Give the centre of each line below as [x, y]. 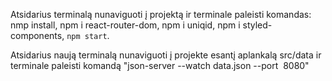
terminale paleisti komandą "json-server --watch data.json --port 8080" [160, 65]
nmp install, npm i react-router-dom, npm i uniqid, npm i [125, 25]
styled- [257, 25]
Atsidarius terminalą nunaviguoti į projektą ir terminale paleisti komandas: [161, 14]
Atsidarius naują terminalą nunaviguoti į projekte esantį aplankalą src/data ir [166, 55]
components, [37, 35]
